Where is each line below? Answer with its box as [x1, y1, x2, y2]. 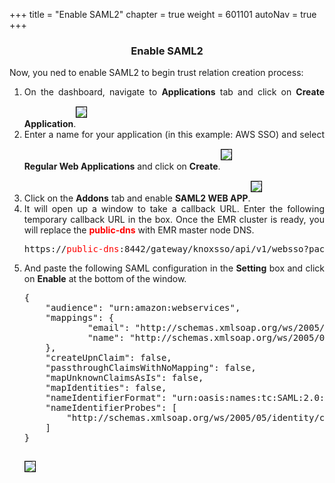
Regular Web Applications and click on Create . [23, 160, 221, 173]
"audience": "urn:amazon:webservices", [45, 302, 241, 314]
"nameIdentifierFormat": [45, 392, 167, 404]
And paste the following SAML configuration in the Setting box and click [23, 262, 325, 274]
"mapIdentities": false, [45, 382, 167, 394]
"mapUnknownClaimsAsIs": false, [45, 372, 204, 384]
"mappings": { [45, 312, 115, 324]
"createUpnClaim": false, [45, 352, 172, 364]
